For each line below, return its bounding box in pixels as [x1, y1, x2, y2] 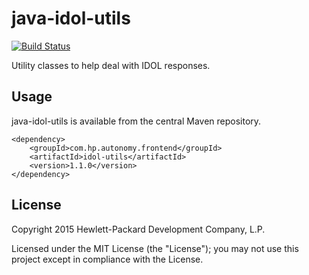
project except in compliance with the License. [11, 253, 204, 265]
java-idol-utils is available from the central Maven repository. [11, 115, 262, 127]
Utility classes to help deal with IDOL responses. [11, 59, 211, 71]
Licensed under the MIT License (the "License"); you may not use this [11, 242, 299, 254]
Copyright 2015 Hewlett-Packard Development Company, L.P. [11, 223, 266, 235]
